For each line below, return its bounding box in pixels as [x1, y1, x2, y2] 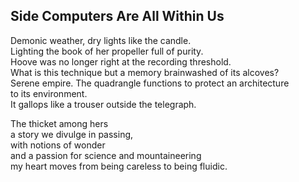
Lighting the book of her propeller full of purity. [10, 45, 204, 57]
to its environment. [10, 87, 88, 99]
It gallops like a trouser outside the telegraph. [10, 98, 197, 110]
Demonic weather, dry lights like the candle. [10, 34, 192, 46]
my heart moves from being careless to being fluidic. [10, 160, 228, 172]
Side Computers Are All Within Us [10, 8, 225, 25]
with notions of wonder [10, 139, 106, 151]
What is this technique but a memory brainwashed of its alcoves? [10, 66, 280, 78]
